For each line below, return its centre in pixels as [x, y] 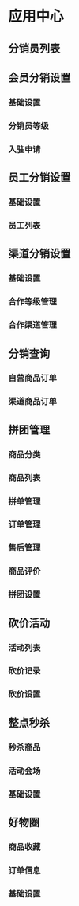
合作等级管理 [33, 302]
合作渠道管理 [33, 325]
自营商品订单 [33, 378]
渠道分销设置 [39, 254]
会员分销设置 [39, 78]
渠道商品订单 [33, 402]
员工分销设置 [39, 177]
